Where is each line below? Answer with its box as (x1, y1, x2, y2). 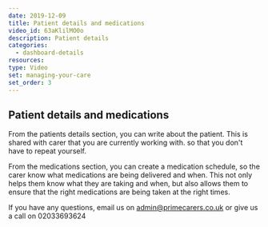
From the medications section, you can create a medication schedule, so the (8, 161, 260, 172)
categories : (8, 42, 48, 50)
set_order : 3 (8, 78, 52, 86)
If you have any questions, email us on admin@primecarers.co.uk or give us (8, 203, 258, 213)
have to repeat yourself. (8, 146, 86, 156)
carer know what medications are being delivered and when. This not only (8, 170, 253, 180)
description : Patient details (8, 34, 110, 42)
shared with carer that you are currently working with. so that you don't (8, 137, 243, 148)
